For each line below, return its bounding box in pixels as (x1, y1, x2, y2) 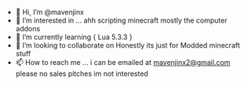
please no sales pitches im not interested (15, 69, 149, 78)
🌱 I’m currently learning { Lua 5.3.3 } (15, 32, 133, 41)
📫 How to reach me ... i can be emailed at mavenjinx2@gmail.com (15, 58, 231, 66)
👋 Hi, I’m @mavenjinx (15, 8, 85, 16)
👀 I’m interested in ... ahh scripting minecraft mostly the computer (15, 16, 228, 25)
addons (15, 24, 41, 33)
